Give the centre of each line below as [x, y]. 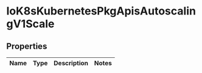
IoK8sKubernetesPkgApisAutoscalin [101, 11]
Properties [27, 46]
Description [71, 63]
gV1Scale [30, 24]
